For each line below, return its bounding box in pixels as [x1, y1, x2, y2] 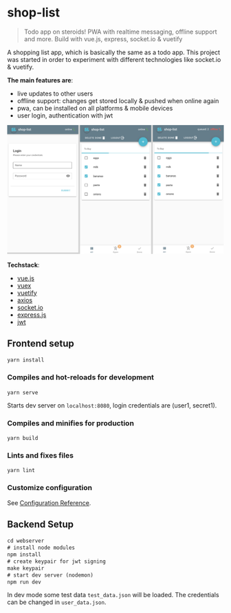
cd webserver [7, 537, 45, 544]
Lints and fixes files [7, 451, 74, 460]
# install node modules [7, 544, 76, 551]
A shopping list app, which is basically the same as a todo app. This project [7, 48, 221, 56]
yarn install [7, 357, 45, 364]
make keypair [7, 565, 45, 572]
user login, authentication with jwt [16, 111, 113, 120]
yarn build [7, 435, 38, 442]
